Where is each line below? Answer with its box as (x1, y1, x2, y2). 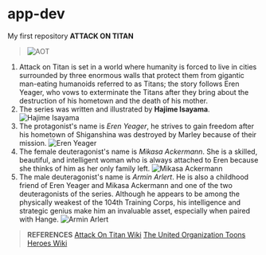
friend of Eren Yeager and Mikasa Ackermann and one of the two (18, 180, 233, 190)
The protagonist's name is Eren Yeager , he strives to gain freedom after (18, 121, 255, 131)
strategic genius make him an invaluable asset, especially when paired (18, 206, 251, 215)
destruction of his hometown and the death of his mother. (18, 96, 209, 105)
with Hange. (18, 214, 59, 224)
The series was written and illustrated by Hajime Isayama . (18, 104, 210, 114)
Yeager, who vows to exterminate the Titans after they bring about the (18, 87, 249, 96)
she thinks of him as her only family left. (18, 163, 151, 173)
